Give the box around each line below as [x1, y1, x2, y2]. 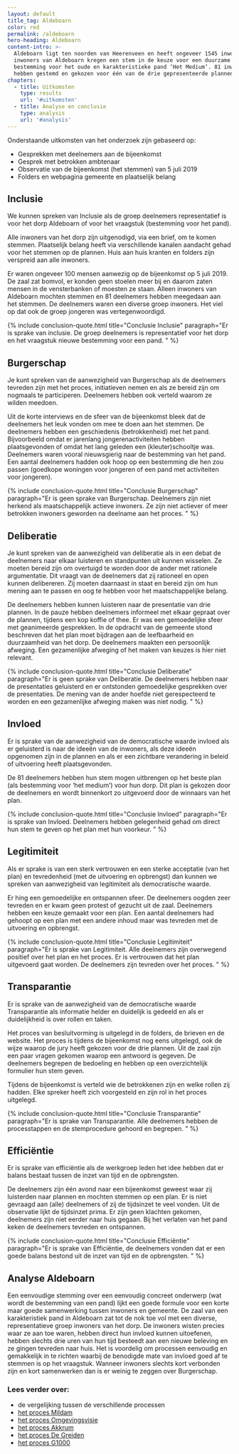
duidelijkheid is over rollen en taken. [7, 1015, 113, 1023]
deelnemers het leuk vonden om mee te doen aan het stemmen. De [7, 420, 205, 428]
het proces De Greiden [17, 1431, 85, 1440]
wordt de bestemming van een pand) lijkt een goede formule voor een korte [7, 1299, 230, 1307]
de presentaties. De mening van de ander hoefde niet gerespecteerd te [7, 690, 216, 698]
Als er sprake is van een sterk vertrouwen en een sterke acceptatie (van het [7, 864, 230, 873]
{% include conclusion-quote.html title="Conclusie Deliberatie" [7, 667, 192, 676]
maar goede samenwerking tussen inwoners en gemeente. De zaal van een [7, 1307, 228, 1315]
